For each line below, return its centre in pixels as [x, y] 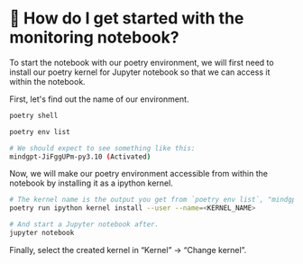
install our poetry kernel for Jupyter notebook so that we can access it [140, 72]
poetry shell [34, 115]
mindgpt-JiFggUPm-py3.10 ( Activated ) [80, 157]
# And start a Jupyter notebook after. [84, 224]
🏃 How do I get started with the [127, 18]
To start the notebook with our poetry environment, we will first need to [142, 62]
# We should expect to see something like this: [102, 148]
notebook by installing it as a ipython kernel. [91, 183]
